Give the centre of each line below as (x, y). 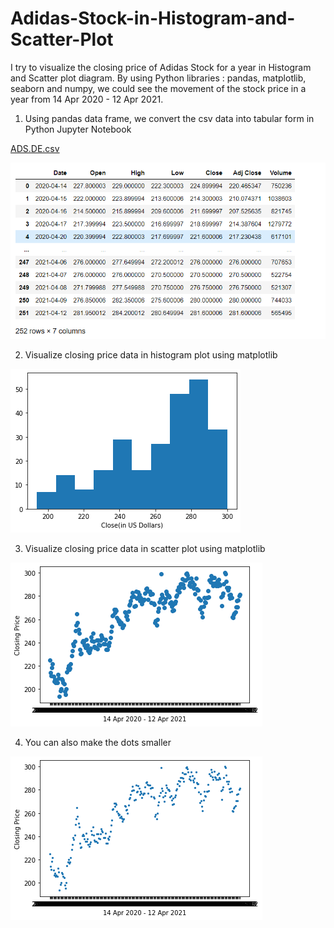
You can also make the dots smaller (98, 742)
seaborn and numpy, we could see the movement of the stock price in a (158, 88)
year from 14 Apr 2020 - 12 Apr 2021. (87, 99)
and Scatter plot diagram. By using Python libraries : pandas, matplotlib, (158, 78)
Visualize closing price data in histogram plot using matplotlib (151, 354)
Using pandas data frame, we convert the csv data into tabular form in (169, 118)
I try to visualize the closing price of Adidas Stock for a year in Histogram (161, 67)
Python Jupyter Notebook (78, 129)
